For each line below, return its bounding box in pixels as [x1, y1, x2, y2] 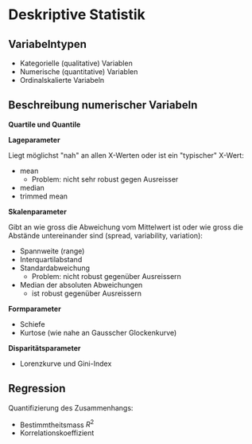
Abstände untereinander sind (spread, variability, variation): [8, 230, 203, 240]
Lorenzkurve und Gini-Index [19, 359, 112, 368]
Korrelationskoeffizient [19, 428, 95, 438]
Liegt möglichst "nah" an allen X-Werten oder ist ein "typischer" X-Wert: [8, 150, 244, 160]
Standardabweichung [19, 263, 90, 273]
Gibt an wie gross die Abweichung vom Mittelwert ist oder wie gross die [8, 222, 244, 232]
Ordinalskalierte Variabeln [19, 76, 105, 84]
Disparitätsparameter [8, 343, 81, 352]
